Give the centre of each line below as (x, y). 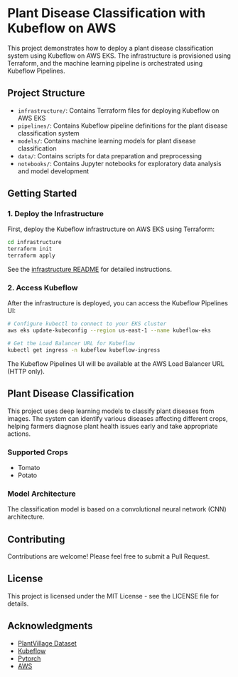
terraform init (30, 249)
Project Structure (46, 93)
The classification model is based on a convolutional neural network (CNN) (117, 509)
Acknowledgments (50, 626)
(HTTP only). (26, 371)
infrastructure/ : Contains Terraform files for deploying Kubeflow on (118, 110)
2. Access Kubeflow (43, 287)
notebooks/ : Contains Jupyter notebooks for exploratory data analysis (119, 163)
